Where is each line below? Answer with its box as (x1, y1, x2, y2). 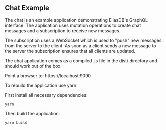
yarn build (5, 120, 28, 125)
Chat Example (5, 4, 50, 12)
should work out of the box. (5, 63, 62, 69)
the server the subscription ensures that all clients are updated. (5, 48, 136, 54)
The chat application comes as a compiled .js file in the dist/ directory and (5, 57, 157, 64)
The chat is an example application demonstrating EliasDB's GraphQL (5, 17, 148, 23)
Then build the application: (5, 110, 60, 116)
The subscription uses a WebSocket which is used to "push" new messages (5, 37, 162, 43)
